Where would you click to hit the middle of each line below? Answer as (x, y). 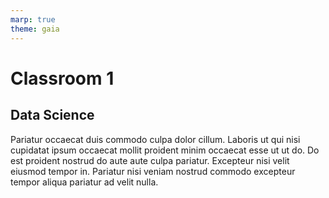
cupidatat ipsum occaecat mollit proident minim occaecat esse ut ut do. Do (165, 150)
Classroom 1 (62, 78)
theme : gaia (35, 29)
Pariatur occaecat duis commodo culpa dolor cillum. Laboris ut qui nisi (155, 139)
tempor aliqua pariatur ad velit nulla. (84, 182)
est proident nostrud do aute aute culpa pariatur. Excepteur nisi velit (150, 160)
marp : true (33, 19)
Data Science (52, 115)
